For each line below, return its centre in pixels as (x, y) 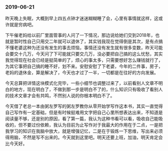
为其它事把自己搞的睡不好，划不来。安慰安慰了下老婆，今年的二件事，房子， (84, 66)
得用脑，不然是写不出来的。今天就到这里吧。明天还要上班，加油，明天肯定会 (84, 138)
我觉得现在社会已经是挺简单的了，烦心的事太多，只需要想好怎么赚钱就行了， (84, 60)
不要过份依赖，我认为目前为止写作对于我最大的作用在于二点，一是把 (92, 125)
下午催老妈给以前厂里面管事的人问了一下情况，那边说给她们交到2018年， (80, 35)
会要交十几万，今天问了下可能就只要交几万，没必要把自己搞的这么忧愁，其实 (84, 54)
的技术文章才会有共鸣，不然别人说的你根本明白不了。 (60, 96)
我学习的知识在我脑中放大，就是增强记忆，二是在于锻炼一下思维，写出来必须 (84, 131)
